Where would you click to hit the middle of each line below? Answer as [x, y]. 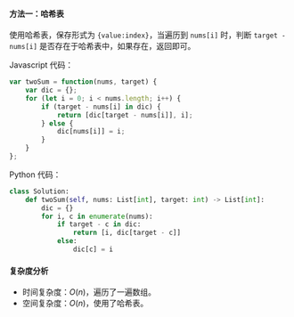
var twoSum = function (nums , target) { [83, 82]
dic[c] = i [93, 249]
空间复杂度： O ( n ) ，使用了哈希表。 [85, 304]
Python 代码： [35, 175]
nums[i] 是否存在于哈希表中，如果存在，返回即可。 [102, 46]
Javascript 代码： [41, 65]
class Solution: [39, 191]
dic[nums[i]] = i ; [91, 132]
